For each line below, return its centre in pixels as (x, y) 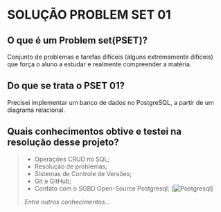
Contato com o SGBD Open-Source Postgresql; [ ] (124, 188)
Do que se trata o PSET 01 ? (66, 86)
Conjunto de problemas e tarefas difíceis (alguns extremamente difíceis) (110, 57)
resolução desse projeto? (63, 143)
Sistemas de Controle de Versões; (83, 173)
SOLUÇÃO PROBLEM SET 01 (89, 15)
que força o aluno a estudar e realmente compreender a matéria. (99, 64)
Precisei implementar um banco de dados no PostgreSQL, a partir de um (110, 102)
